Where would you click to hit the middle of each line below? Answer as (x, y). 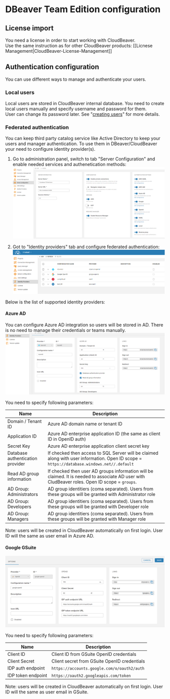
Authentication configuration (52, 67)
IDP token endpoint (27, 675)
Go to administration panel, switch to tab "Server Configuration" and (84, 159)
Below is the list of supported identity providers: (55, 302)
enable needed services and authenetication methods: (69, 164)
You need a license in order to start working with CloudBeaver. (70, 40)
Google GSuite (21, 547)
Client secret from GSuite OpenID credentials (98, 661)
